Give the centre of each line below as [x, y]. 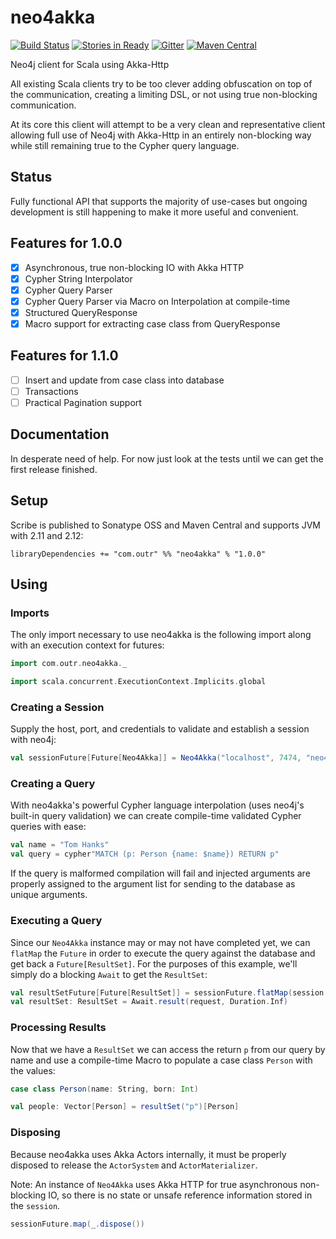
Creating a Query [53, 784]
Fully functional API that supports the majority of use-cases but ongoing [159, 201]
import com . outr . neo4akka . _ [69, 664]
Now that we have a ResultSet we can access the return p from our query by [168, 1049]
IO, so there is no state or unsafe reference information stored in [180, 1195]
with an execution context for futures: [87, 645]
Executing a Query [56, 921]
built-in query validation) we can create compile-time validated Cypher [156, 816]
